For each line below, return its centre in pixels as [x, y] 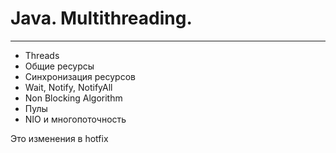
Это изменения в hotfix [59, 138]
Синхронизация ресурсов [80, 76]
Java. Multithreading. [101, 18]
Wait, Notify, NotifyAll [68, 87]
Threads [42, 55]
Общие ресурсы [59, 66]
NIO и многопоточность [75, 119]
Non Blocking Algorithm [73, 98]
